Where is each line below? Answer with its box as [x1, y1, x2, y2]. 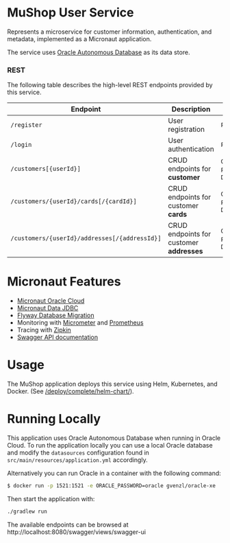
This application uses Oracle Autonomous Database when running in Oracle [7, 434, 221, 442]
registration [167, 125, 205, 135]
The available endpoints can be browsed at [7, 520, 129, 529]
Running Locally [7, 411, 101, 427]
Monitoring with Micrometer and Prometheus [16, 319, 144, 327]
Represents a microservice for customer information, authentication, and [7, 27, 212, 36]
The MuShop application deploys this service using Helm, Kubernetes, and [7, 380, 218, 389]
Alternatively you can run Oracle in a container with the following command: [7, 469, 221, 478]
